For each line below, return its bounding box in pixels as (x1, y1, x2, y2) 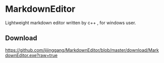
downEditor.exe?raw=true (5, 52, 58, 58)
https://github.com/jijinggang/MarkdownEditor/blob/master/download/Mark (5, 47, 160, 53)
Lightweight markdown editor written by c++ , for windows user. (5, 20, 136, 26)
